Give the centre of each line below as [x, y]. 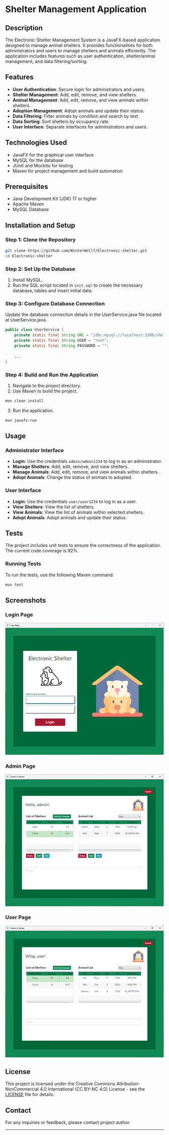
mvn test [14, 585]
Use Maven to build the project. [45, 391]
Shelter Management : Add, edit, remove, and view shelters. [75, 95]
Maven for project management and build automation [68, 171]
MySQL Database [31, 210]
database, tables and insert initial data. [53, 291]
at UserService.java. [26, 320]
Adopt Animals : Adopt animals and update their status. [70, 517]
